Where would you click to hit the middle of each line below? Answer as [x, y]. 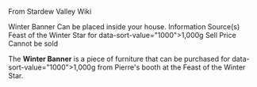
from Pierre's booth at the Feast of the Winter [171, 67]
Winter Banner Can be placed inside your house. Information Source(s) [124, 26]
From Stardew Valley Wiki [50, 11]
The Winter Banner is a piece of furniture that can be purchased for [119, 59]
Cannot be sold [33, 43]
